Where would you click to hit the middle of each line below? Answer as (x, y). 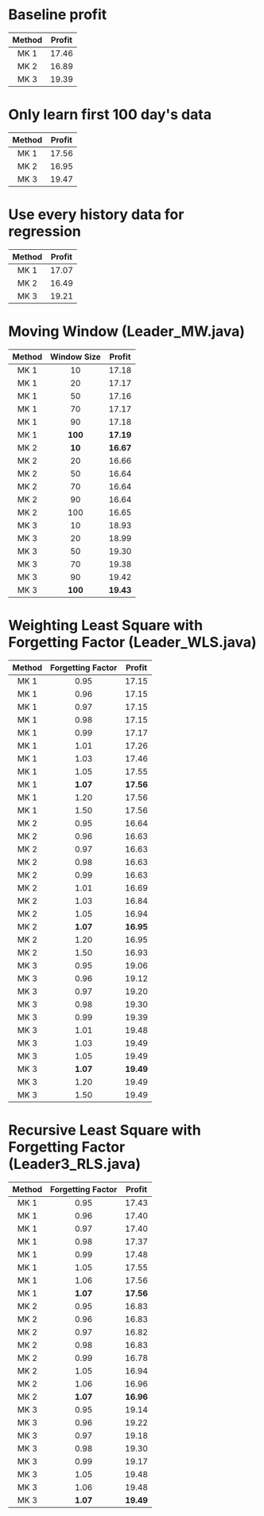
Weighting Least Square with (106, 625)
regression (45, 232)
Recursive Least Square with (105, 1130)
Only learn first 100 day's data (110, 115)
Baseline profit (58, 15)
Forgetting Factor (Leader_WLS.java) (132, 642)
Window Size (76, 357)
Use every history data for (96, 214)
